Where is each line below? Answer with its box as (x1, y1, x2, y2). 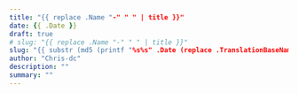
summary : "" (9, 71, 53, 80)
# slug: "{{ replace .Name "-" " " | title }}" (9, 37, 189, 47)
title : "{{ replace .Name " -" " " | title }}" (9, 12, 184, 22)
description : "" (9, 63, 69, 72)
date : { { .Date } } (9, 21, 77, 30)
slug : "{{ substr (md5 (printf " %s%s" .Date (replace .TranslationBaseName (9, 46, 295, 55)
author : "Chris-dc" (9, 54, 82, 63)
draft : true (9, 29, 53, 38)
